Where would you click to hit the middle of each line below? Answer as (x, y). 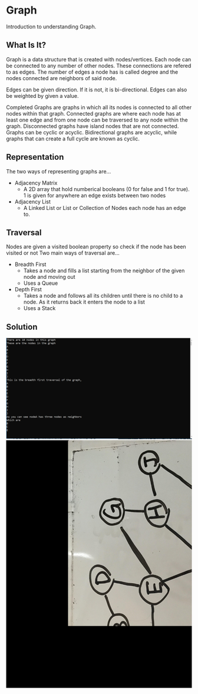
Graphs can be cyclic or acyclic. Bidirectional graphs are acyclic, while (92, 132)
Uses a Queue (41, 283)
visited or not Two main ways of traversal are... (63, 253)
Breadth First (30, 264)
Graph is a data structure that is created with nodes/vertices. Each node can (99, 59)
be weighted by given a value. (42, 96)
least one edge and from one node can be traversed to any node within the (97, 120)
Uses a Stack (39, 308)
